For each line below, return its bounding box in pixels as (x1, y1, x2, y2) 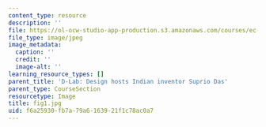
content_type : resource (8, 11, 87, 20)
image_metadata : (8, 41, 62, 49)
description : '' (8, 19, 62, 27)
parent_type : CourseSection (8, 84, 101, 93)
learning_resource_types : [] (8, 70, 104, 78)
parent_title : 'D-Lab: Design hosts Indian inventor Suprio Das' (8, 77, 228, 85)
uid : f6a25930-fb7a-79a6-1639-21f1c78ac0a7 (8, 107, 154, 115)
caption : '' (15, 48, 55, 56)
